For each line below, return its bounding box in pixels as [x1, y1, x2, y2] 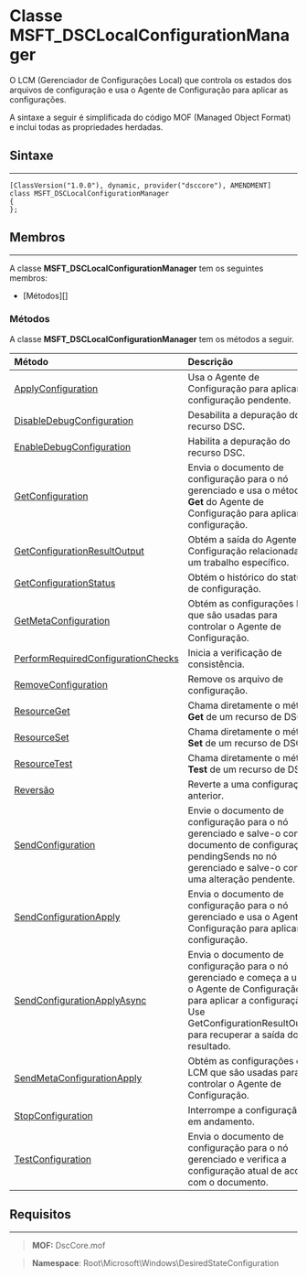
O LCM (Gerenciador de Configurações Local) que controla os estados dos [9, 74, 292, 85]
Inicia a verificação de [187, 646, 282, 659]
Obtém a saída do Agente [187, 532, 297, 545]
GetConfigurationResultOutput [14, 544, 144, 557]
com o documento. [187, 1175, 269, 1188]
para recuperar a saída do [187, 1028, 299, 1041]
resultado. [187, 1039, 231, 1052]
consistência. [187, 658, 245, 671]
